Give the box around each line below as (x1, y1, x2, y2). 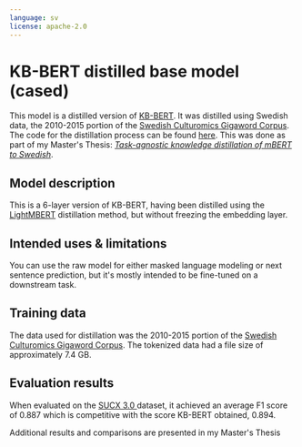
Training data (9, 306, 86, 321)
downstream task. (9, 279, 77, 290)
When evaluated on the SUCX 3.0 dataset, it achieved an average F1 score (9, 400, 288, 411)
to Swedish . (9, 149, 54, 160)
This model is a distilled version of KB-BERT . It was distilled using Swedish (9, 110, 288, 121)
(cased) (9, 80, 70, 101)
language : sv (9, 13, 59, 23)
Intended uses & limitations (9, 236, 167, 251)
